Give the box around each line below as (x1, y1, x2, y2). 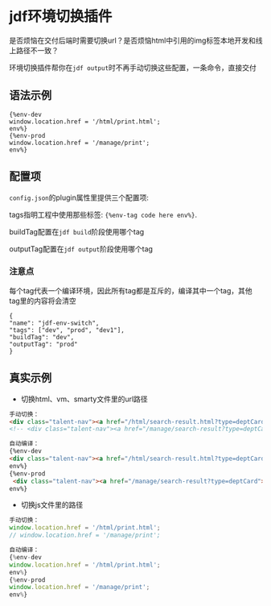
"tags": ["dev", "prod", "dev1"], (9, 326, 125, 334)
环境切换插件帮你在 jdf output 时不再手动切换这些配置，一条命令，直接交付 (9, 62, 257, 73)
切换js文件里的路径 (20, 500, 84, 510)
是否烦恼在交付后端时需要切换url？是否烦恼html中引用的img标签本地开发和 (9, 35, 256, 45)
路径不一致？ (15, 45, 59, 55)
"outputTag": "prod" (9, 340, 79, 348)
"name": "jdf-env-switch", (9, 319, 100, 327)
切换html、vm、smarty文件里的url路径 (20, 394, 148, 404)
